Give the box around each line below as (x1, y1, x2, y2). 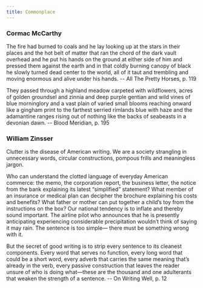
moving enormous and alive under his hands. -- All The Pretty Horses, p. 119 (6, 75, 197, 82)
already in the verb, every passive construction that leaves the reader (6, 262, 180, 269)
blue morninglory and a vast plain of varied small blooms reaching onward (6, 100, 191, 107)
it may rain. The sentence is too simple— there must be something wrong (6, 224, 189, 231)
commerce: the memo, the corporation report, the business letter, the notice (6, 179, 196, 187)
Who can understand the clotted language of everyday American (6, 173, 168, 180)
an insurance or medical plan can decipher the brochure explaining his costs (6, 192, 198, 199)
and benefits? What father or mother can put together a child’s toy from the (6, 199, 194, 206)
